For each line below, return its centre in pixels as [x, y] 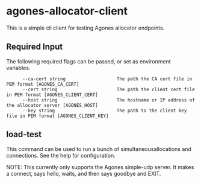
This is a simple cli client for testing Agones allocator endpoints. [85, 28]
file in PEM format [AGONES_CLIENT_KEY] [58, 116]
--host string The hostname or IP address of [109, 100]
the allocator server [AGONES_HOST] [52, 105]
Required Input [35, 47]
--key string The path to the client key [104, 111]
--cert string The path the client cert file [109, 89]
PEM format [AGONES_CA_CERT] [43, 84]
